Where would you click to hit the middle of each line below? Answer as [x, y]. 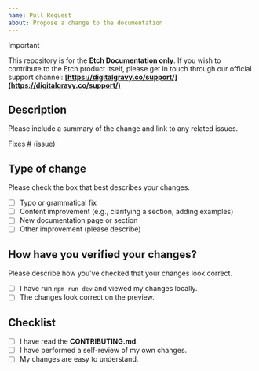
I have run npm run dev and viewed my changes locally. [108, 289]
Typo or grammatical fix [58, 203]
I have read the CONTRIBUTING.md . [79, 341]
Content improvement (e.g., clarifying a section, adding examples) [126, 212]
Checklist [32, 322]
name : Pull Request [40, 15]
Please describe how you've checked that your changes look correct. [120, 273]
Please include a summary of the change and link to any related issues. [123, 129]
